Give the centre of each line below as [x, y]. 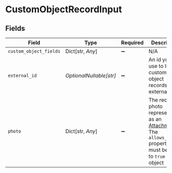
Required [132, 43]
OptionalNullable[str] [91, 75]
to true [157, 156]
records [158, 85]
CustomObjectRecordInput [64, 9]
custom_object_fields [34, 51]
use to [156, 66]
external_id [23, 75]
